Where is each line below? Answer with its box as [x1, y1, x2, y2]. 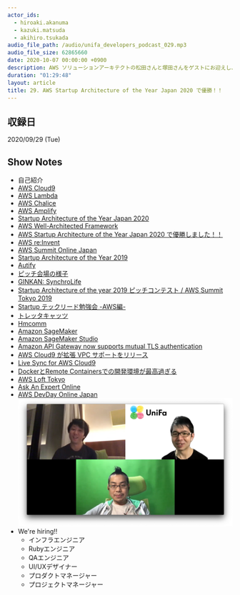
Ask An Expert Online [17, 382, 81, 391]
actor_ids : [7, 11, 40, 19]
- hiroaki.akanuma [14, 19, 69, 26]
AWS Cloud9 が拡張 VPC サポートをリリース [17, 350, 149, 359]
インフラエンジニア [28, 535, 86, 544]
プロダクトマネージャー [28, 571, 98, 579]
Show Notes [7, 156, 63, 168]
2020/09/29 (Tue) [7, 136, 61, 144]
